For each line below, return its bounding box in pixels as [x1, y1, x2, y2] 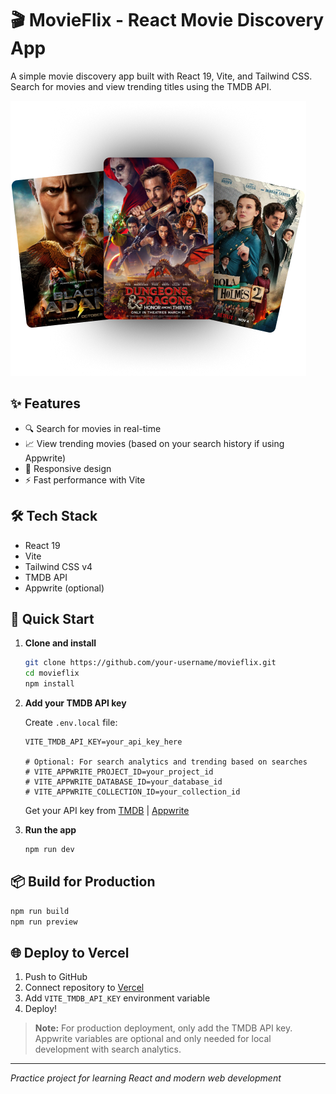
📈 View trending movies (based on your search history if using [24, 437, 285, 449]
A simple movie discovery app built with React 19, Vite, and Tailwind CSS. [10, 70, 313, 82]
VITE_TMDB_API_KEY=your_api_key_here [24, 737, 183, 747]
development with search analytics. [34, 1043, 182, 1056]
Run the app [24, 824, 77, 836]
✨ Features [10, 395, 81, 412]
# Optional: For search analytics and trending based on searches [24, 757, 308, 767]
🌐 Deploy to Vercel [10, 944, 130, 961]
